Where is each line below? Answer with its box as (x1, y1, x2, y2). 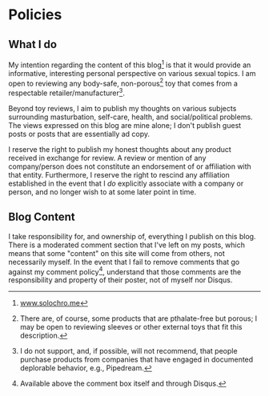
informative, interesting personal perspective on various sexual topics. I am (8, 68, 256, 78)
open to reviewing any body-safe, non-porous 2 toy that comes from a (8, 77, 239, 88)
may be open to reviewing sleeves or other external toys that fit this (19, 322, 243, 332)
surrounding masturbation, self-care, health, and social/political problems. (8, 112, 254, 122)
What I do (8, 38, 58, 51)
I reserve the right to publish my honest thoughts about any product (8, 144, 232, 154)
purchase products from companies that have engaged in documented (19, 354, 254, 365)
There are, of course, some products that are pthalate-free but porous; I (19, 314, 258, 323)
